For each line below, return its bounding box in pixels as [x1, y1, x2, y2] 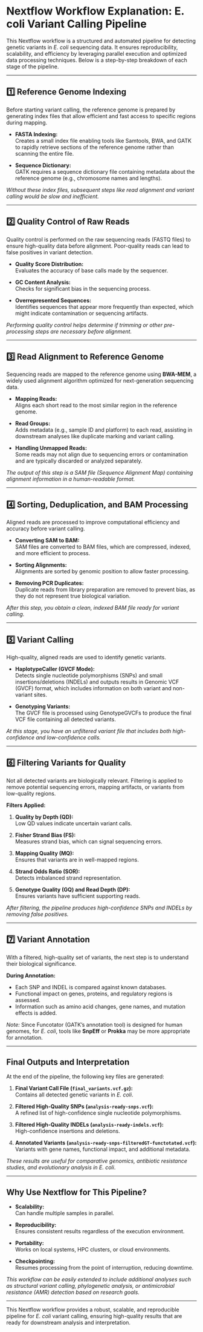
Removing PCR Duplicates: [14, 579, 84, 587]
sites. [33, 691, 47, 698]
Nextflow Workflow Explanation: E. [6, 4, 184, 18]
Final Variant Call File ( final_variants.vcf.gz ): [14, 1085, 133, 1092]
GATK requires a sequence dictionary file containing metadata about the [14, 168, 195, 175]
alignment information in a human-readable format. [6, 475, 135, 483]
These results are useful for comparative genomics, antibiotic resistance [6, 1158, 187, 1165]
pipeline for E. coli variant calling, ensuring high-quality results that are [6, 1313, 182, 1320]
